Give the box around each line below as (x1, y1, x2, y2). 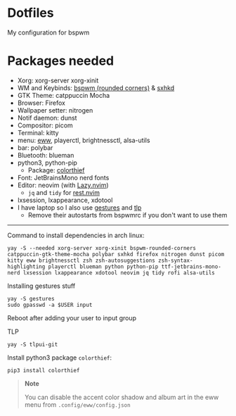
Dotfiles (7, 5, 54, 21)
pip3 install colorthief (7, 367, 80, 374)
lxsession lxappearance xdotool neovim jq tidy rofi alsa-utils (22, 269, 216, 276)
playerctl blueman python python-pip (48, 263, 159, 270)
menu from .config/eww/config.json (24, 400, 131, 409)
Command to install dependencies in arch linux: (7, 231, 145, 239)
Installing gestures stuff (7, 282, 76, 290)
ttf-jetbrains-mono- (161, 263, 221, 270)
